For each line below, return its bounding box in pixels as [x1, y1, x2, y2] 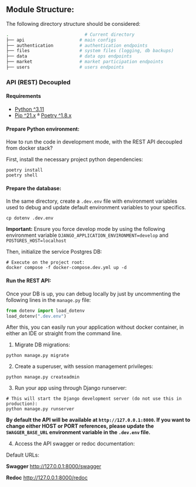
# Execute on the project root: [6, 260, 85, 265]
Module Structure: [6, 5, 74, 15]
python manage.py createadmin [6, 374, 80, 380]
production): [6, 401, 38, 407]
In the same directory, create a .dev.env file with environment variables [6, 197, 177, 205]
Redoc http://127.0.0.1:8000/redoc [6, 474, 88, 481]
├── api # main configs [6, 37, 116, 43]
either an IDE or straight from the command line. [6, 330, 122, 337]
